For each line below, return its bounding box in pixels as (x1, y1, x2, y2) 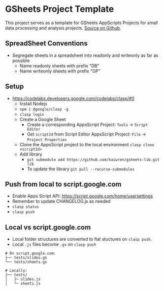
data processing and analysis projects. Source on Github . (5, 25, 122, 31)
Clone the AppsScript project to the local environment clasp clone (19, 141, 155, 147)
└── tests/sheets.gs (5, 259, 48, 264)
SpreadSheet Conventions (5, 39, 88, 48)
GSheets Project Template (5, 3, 114, 15)
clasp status (12, 204, 39, 210)
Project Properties (27, 137, 67, 142)
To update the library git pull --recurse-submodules (27, 166, 134, 172)
